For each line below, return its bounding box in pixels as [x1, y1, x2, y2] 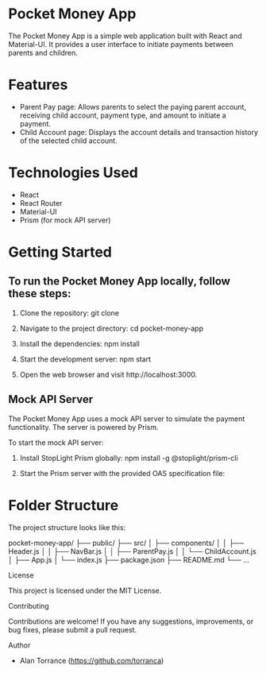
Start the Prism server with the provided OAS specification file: [19, 468, 226, 478]
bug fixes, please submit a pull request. [8, 625, 137, 634]
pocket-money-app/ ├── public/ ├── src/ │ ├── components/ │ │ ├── [8, 538, 245, 547]
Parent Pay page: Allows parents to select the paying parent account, [19, 102, 247, 111]
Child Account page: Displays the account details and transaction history [19, 127, 259, 137]
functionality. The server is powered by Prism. [8, 422, 159, 431]
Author [8, 640, 31, 650]
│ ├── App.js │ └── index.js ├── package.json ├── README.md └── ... [8, 555, 250, 564]
